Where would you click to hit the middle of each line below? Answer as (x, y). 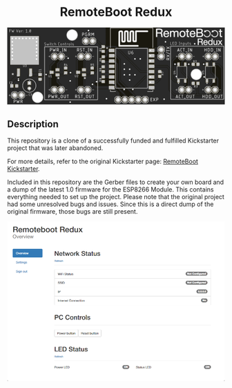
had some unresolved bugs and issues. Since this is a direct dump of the (110, 204)
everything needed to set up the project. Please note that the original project (116, 196)
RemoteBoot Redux (116, 12)
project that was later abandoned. (55, 148)
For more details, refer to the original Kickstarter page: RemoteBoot (103, 161)
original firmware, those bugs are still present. (72, 211)
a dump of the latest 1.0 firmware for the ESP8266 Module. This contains (110, 189)
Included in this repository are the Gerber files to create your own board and (116, 182)
